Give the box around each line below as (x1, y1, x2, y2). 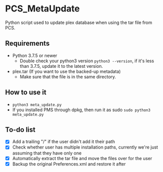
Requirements (5, 39, 50, 48)
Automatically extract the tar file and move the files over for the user (12, 155, 153, 161)
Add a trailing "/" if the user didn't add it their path (12, 139, 115, 145)
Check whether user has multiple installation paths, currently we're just (12, 144, 158, 150)
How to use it (5, 88, 47, 97)
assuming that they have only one (12, 150, 82, 156)
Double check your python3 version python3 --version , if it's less (19, 58, 154, 64)
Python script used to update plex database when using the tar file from (5, 19, 153, 25)
